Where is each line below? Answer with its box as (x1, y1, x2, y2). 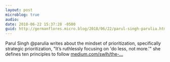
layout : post (5, 7, 33, 13)
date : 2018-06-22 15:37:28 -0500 (5, 21, 76, 27)
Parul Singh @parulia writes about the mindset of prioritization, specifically (5, 40, 161, 46)
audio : (5, 17, 19, 22)
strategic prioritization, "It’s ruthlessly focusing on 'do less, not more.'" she (5, 46, 161, 52)
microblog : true (5, 12, 39, 17)
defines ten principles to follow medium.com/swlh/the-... (5, 51, 123, 57)
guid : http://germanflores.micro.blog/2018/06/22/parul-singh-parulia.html (5, 26, 168, 32)
